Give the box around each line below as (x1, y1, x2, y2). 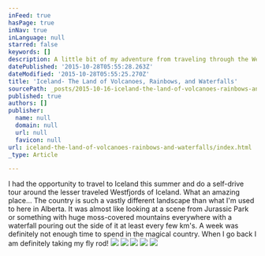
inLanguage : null (8, 33, 65, 42)
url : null (15, 128, 47, 136)
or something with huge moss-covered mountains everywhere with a (8, 213, 233, 222)
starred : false (8, 41, 58, 49)
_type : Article (8, 150, 58, 158)
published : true (8, 92, 62, 100)
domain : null (15, 121, 58, 129)
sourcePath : (8, 84, 47, 93)
